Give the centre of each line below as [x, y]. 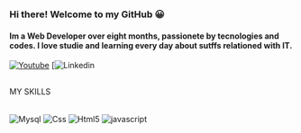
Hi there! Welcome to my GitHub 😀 [87, 14]
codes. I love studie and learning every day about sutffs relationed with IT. [151, 45]
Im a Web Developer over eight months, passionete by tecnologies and [144, 36]
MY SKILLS [30, 91]
